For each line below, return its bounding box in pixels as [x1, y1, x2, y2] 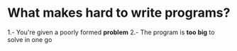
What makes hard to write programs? [7, 5, 231, 21]
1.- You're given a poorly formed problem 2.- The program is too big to [7, 28, 215, 36]
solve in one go [7, 35, 53, 43]
